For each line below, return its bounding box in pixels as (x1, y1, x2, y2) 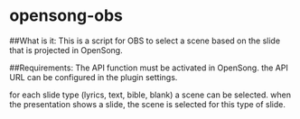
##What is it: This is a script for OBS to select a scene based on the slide (9, 35, 281, 46)
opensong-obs (9, 5, 124, 26)
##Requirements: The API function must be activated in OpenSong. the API (9, 62, 289, 73)
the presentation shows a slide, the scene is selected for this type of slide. (9, 98, 286, 109)
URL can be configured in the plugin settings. (9, 71, 178, 82)
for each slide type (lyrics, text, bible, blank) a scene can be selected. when (9, 89, 292, 100)
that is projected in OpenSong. (9, 44, 124, 55)
